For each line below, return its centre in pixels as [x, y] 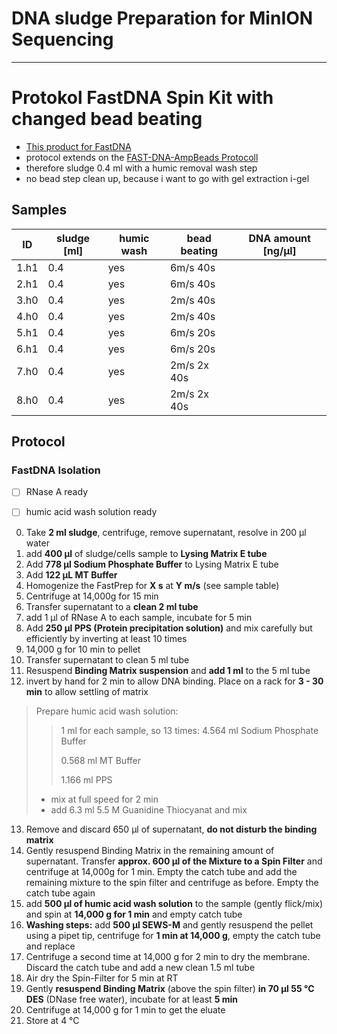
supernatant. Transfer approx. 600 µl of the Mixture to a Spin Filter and [174, 861]
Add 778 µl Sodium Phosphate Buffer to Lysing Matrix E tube [152, 564]
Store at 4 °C [52, 1020]
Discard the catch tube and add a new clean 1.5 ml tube [140, 967]
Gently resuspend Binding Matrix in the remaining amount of [150, 850]
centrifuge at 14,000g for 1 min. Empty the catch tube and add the [161, 871]
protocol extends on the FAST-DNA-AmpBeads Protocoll [142, 157]
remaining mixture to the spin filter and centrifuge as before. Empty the [172, 882]
